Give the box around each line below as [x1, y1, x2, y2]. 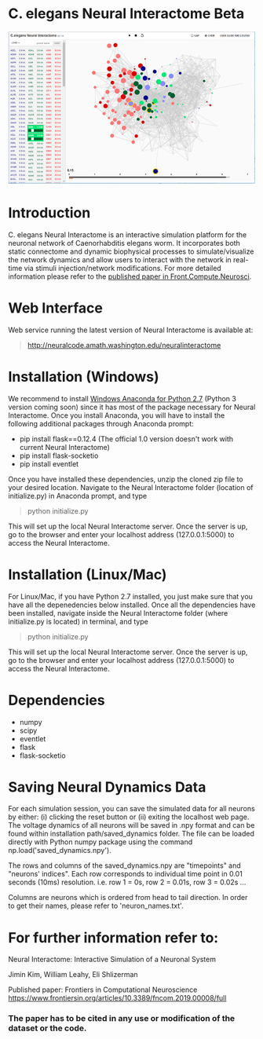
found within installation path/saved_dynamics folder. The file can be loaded [8, 829, 255, 839]
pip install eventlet [19, 459, 79, 468]
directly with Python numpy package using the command [8, 837, 193, 847]
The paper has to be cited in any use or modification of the [8, 1013, 236, 1024]
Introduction [8, 204, 91, 221]
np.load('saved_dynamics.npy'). [8, 846, 111, 855]
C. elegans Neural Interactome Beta [8, 5, 245, 23]
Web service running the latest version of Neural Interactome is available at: [8, 325, 254, 335]
